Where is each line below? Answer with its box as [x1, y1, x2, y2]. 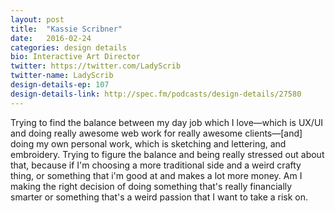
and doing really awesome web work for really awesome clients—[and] [10, 127, 303, 139]
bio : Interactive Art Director [10, 52, 141, 62]
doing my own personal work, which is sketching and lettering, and [10, 137, 287, 150]
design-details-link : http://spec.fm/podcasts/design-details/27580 [10, 89, 302, 99]
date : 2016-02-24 [10, 33, 92, 43]
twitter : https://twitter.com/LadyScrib [10, 61, 182, 71]
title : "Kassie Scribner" [10, 24, 123, 34]
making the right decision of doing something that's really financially [10, 180, 293, 192]
